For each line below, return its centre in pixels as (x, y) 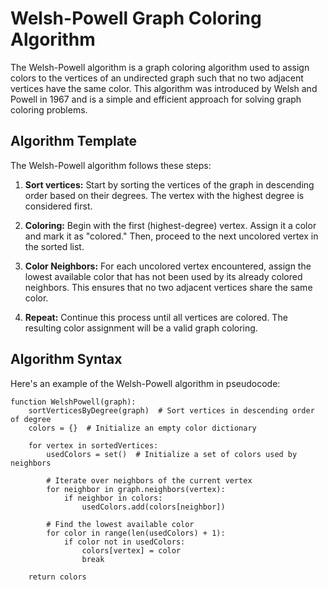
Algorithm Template (73, 141)
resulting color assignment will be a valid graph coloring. (141, 328)
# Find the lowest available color (120, 524)
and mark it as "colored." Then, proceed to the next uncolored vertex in (171, 236)
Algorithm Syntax (66, 359)
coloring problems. (49, 109)
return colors (57, 577)
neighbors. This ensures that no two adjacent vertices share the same (168, 287)
